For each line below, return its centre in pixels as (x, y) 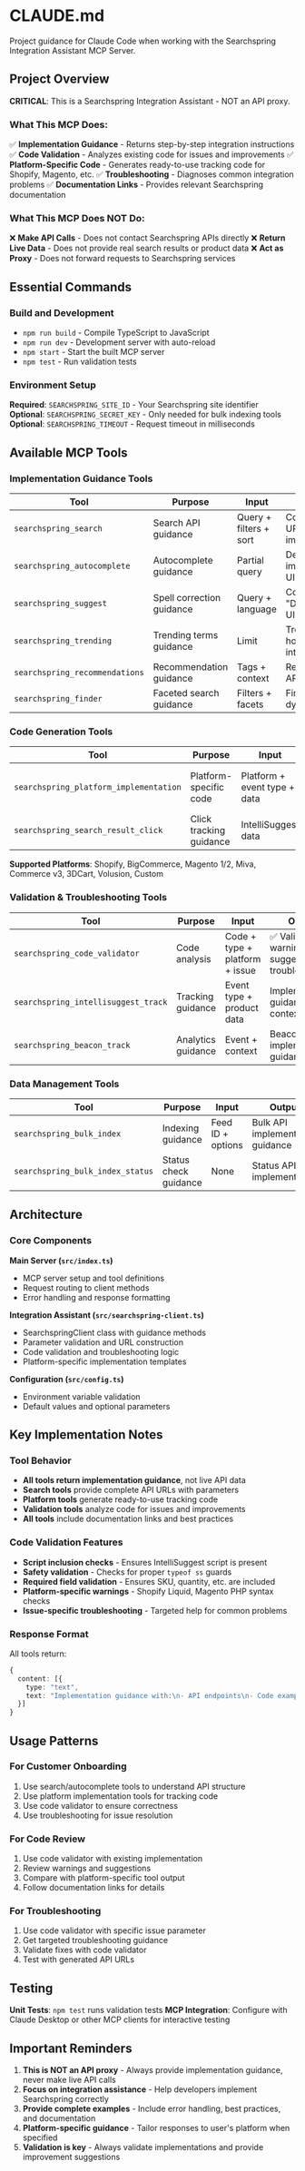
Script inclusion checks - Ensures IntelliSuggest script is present (145, 1562)
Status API (274, 1165)
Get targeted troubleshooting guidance (95, 1940)
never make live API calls (69, 2080)
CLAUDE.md (57, 16)
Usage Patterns (54, 1740)
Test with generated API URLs (78, 1960)
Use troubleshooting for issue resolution (98, 1815)
